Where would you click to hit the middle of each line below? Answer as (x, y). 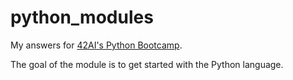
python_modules (82, 17)
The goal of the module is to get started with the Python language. (147, 64)
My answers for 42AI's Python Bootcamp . (96, 45)
